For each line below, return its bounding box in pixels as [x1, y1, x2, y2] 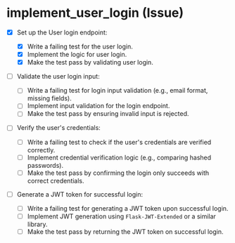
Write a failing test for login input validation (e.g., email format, [27, 86, 208, 95]
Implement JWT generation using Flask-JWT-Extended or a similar [27, 212, 216, 221]
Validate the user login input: [16, 72, 100, 81]
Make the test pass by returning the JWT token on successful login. [27, 227, 224, 236]
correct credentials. [27, 176, 85, 185]
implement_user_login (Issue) [6, 5, 184, 21]
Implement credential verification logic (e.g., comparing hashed [27, 153, 212, 162]
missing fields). [27, 94, 72, 103]
